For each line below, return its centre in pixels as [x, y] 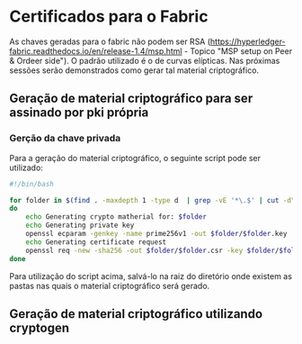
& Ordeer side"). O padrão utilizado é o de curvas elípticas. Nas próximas [145, 60]
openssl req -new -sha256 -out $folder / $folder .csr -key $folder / [152, 250]
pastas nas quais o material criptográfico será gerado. [110, 285]
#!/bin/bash [31, 184]
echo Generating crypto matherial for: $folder [116, 217]
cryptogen [40, 327]
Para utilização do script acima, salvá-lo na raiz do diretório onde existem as [151, 276]
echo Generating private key [80, 226]
